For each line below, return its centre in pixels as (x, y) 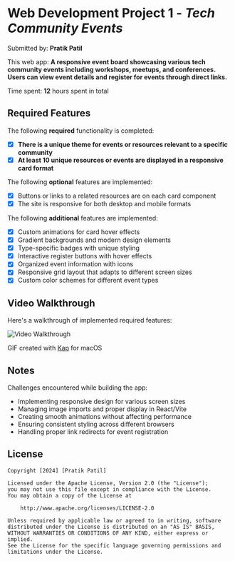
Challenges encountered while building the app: (78, 388)
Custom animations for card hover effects (79, 232)
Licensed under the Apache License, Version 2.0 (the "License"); (108, 483)
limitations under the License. (55, 552)
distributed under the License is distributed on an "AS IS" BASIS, (111, 527)
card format (36, 168)
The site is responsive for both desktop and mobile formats (104, 203)
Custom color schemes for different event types (88, 280)
